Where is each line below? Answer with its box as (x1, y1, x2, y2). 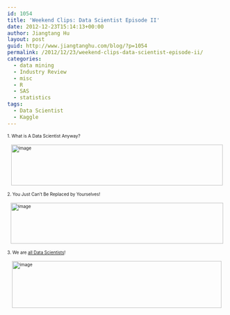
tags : (7, 101, 23, 108)
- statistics (13, 95, 51, 102)
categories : (7, 56, 42, 63)
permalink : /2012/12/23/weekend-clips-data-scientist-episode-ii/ (7, 49, 204, 56)
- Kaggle (13, 113, 39, 120)
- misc (13, 74, 33, 82)
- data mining (13, 62, 54, 69)
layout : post (7, 36, 45, 43)
